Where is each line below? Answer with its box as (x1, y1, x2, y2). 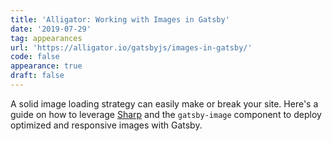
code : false (10, 52, 60, 62)
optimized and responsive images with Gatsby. (10, 119, 203, 131)
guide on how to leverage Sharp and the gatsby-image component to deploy (10, 108, 322, 120)
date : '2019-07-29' (10, 24, 92, 34)
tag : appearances (10, 33, 83, 43)
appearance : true (10, 61, 83, 71)
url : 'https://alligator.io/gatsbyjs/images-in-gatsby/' (10, 42, 253, 53)
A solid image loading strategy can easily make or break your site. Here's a (10, 97, 319, 110)
